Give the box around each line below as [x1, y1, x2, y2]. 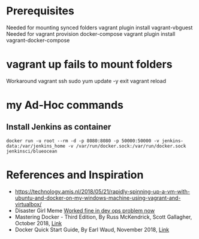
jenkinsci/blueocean [6, 148, 58, 154]
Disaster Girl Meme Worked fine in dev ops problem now [14, 207, 155, 214]
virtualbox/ [14, 200, 42, 207]
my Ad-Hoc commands [6, 99, 124, 112]
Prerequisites [6, 4, 75, 18]
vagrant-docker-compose [6, 36, 70, 44]
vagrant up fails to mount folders [6, 58, 173, 71]
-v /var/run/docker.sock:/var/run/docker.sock [68, 143, 186, 149]
